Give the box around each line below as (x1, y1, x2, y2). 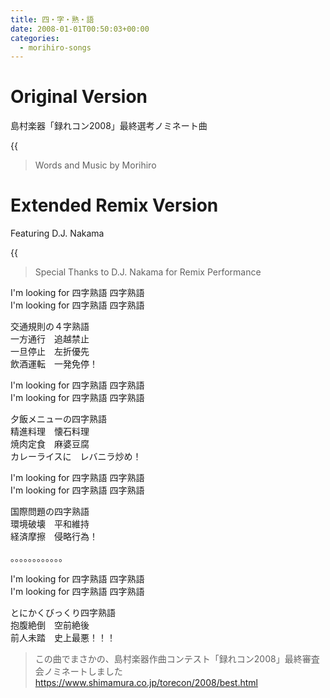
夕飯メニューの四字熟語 (10, 413, 107, 425)
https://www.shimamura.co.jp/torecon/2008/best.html (34, 677, 258, 689)
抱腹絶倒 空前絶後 (10, 619, 90, 631)
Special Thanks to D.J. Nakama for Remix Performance (34, 266, 262, 278)
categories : (10, 33, 60, 43)
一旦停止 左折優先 (10, 346, 90, 358)
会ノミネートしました (34, 666, 123, 678)
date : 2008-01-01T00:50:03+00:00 (10, 24, 150, 34)
